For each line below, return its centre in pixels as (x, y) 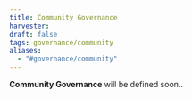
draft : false (33, 34)
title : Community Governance (63, 17)
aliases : (25, 51)
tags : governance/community (62, 42)
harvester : (29, 26)
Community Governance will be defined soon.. (96, 84)
